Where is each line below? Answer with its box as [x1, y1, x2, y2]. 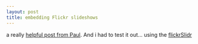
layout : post [6, 8, 39, 15]
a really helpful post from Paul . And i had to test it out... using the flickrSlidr [6, 31, 193, 38]
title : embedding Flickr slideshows [6, 14, 98, 20]
